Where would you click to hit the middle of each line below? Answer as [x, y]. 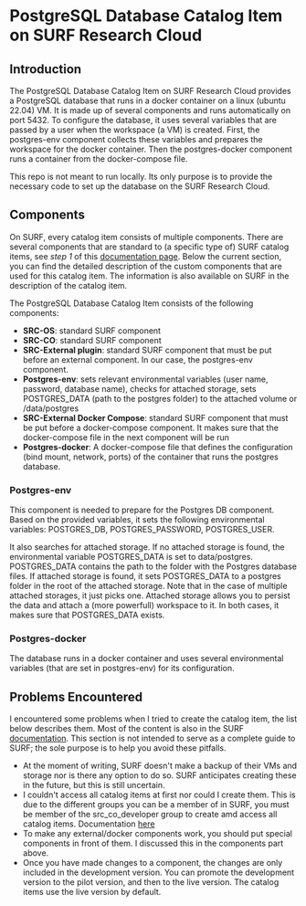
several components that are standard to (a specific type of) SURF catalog [149, 247]
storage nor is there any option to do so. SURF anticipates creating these [159, 775]
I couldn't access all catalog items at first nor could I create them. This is [159, 795]
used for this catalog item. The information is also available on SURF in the [149, 276]
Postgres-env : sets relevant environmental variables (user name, [145, 379]
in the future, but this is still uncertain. [94, 785]
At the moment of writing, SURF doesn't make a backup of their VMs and [160, 766]
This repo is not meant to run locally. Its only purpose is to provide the [141, 176]
